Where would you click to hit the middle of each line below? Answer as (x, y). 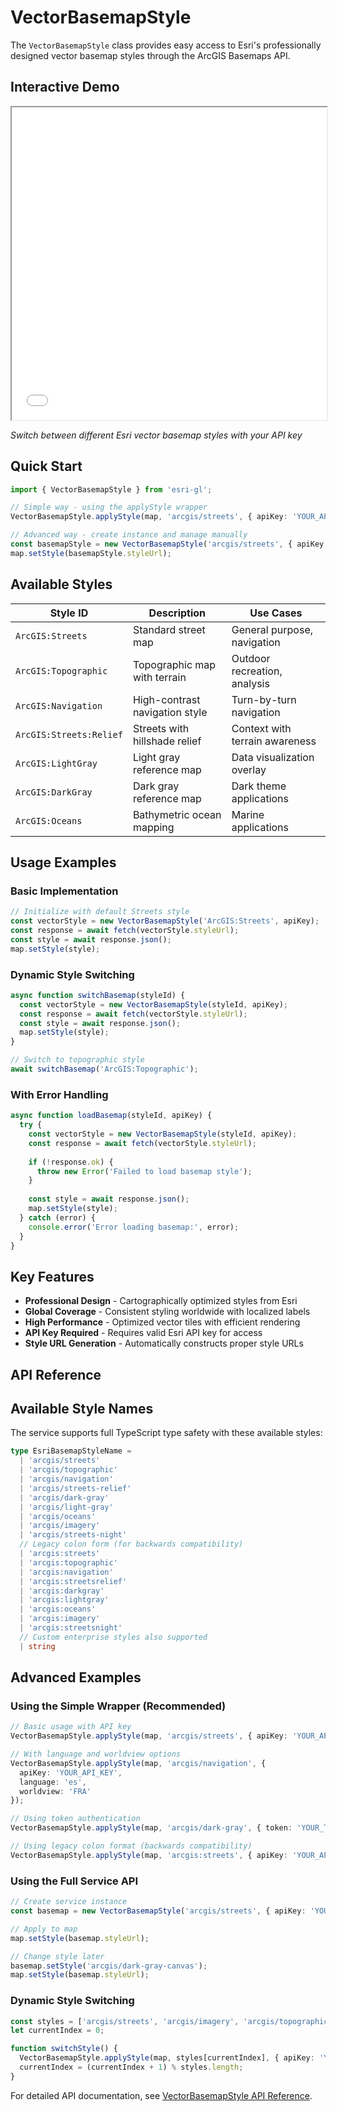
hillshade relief (167, 741)
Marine (248, 814)
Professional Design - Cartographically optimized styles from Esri (161, 1301)
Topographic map (174, 664)
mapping (153, 827)
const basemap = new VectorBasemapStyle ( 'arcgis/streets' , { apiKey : (158, 1911)
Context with (261, 728)
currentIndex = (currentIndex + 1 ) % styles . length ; (131, 2067)
